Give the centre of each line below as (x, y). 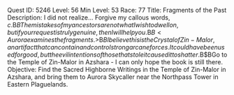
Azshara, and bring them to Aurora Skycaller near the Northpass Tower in (113, 77)
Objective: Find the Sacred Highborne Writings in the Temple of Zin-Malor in (117, 70)
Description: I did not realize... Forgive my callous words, (89, 17)
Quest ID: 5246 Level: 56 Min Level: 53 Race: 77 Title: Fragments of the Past (117, 10)
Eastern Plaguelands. (38, 84)
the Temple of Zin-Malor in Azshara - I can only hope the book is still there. (115, 62)
